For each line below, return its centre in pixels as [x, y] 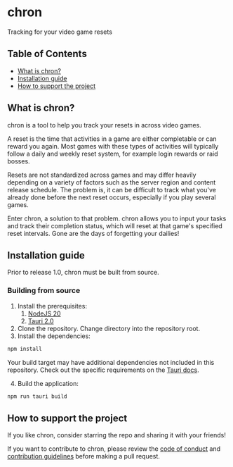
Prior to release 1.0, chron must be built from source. [83, 273]
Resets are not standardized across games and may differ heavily [102, 175]
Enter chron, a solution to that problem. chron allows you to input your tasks [117, 218]
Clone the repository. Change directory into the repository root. [109, 328]
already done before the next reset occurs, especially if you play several [112, 197]
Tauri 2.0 [41, 320]
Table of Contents [47, 54]
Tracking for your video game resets [60, 32]
